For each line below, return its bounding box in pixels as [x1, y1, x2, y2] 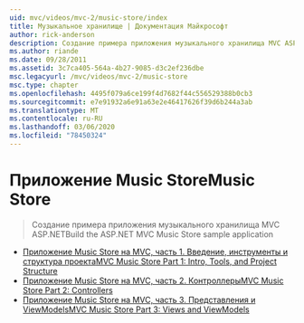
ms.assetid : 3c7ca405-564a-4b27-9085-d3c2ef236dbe [9, 64, 204, 73]
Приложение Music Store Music [9, 170, 256, 191]
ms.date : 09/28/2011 [9, 55, 88, 64]
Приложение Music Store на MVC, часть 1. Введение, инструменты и [22, 246, 288, 257]
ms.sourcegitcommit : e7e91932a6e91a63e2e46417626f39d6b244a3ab [9, 97, 253, 107]
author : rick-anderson [9, 30, 95, 39]
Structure [22, 265, 58, 276]
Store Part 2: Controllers [22, 284, 113, 295]
